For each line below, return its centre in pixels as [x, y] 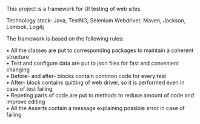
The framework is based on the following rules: [65, 38]
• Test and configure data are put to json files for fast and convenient [93, 63]
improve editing [26, 102]
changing [18, 70]
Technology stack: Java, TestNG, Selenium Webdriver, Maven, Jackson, [96, 20]
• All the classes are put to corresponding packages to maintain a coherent [100, 50]
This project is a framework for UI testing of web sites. [74, 9]
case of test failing [29, 89]
